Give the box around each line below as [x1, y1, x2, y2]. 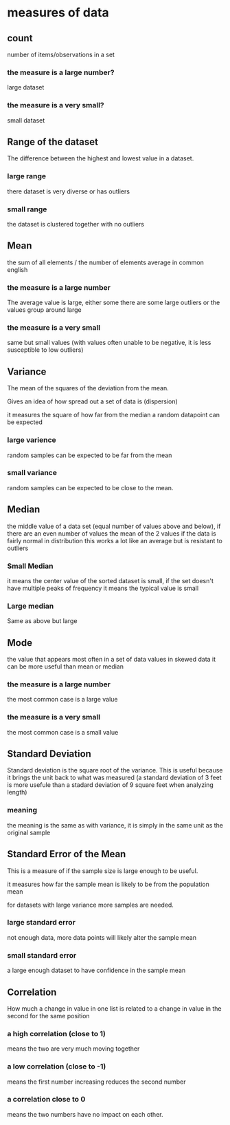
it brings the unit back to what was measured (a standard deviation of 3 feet [7, 773, 222, 782]
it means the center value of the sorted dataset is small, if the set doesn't [7, 576, 214, 585]
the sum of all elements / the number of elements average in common [7, 258, 204, 266]
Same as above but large [7, 617, 78, 625]
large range [7, 171, 47, 181]
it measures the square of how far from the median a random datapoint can [7, 411, 220, 419]
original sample [7, 828, 51, 837]
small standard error [7, 950, 77, 960]
